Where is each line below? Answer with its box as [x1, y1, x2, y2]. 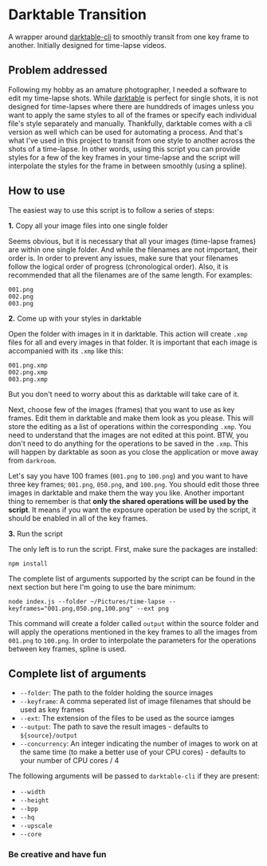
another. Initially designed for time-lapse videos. [8, 40, 167, 49]
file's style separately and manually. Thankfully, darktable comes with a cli [8, 118, 253, 128]
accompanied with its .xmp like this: [8, 345, 124, 356]
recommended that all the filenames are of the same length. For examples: [8, 270, 253, 280]
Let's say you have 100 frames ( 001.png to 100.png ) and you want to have [8, 470, 249, 480]
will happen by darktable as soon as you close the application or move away [8, 447, 259, 456]
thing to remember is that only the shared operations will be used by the [8, 496, 249, 506]
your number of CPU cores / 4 [19, 756, 120, 766]
